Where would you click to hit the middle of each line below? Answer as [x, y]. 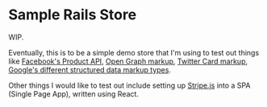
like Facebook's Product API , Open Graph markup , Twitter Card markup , [128, 61]
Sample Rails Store [73, 15]
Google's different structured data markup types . [90, 69]
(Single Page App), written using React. [74, 93]
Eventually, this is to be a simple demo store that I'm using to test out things [134, 52]
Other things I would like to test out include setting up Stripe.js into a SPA [129, 85]
